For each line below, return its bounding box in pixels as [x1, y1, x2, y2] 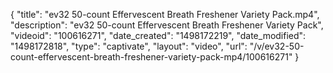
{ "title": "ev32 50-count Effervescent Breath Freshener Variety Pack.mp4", [10, 9, 320, 20]
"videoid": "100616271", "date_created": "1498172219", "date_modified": [10, 30, 307, 41]
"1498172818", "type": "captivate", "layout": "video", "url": [10, 40, 248, 52]
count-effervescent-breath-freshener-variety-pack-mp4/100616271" [10, 51, 293, 63]
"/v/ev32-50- [249, 40, 305, 52]
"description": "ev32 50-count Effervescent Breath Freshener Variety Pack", [10, 19, 324, 31]
